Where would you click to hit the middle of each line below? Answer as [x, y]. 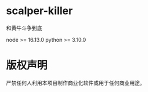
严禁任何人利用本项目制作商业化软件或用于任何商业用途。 [75, 83]
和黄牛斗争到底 [24, 28]
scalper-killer [40, 11]
